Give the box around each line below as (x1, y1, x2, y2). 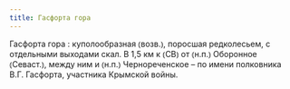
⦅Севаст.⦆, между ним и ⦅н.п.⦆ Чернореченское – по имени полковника (9, 58, 282, 69)
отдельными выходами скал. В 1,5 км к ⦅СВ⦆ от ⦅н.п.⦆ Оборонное (9, 48, 257, 59)
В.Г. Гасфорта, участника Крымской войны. (9, 69, 179, 80)
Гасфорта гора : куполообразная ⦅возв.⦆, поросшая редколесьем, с (9, 38, 271, 49)
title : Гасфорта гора (9, 13, 92, 23)
